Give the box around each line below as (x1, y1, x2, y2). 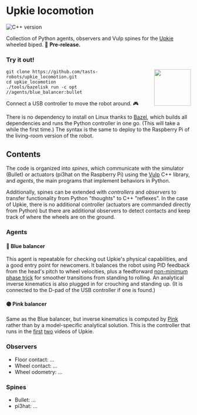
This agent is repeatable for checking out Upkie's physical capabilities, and (6, 256, 188, 263)
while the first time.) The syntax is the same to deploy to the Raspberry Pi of (6, 126, 190, 133)
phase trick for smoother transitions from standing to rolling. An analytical (6, 274, 184, 282)
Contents (6, 149, 41, 159)
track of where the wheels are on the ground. (6, 214, 116, 221)
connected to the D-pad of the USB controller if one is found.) (6, 287, 155, 294)
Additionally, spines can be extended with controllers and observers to (6, 188, 177, 196)
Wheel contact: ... (14, 362, 57, 369)
